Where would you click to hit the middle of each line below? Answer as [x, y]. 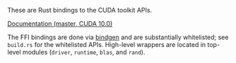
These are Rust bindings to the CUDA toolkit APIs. [80, 10]
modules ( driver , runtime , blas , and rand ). [84, 52]
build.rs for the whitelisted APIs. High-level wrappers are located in [107, 44]
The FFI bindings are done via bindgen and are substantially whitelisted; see [118, 37]
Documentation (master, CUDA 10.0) [60, 23]
